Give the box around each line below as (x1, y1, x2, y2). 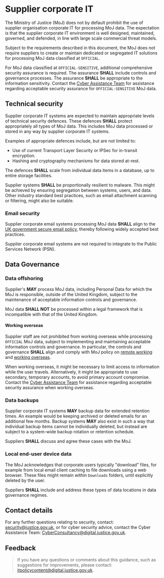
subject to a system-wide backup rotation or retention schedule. (5, 429, 135, 435)
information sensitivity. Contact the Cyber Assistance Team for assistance (5, 80, 155, 86)
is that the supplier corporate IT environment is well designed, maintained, (5, 30, 155, 36)
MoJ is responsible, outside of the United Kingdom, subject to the (5, 291, 138, 297)
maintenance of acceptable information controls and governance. (5, 297, 138, 302)
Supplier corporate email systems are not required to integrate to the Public (5, 241, 157, 247)
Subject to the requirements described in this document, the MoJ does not (5, 45, 156, 50)
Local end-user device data (5, 451, 72, 457)
